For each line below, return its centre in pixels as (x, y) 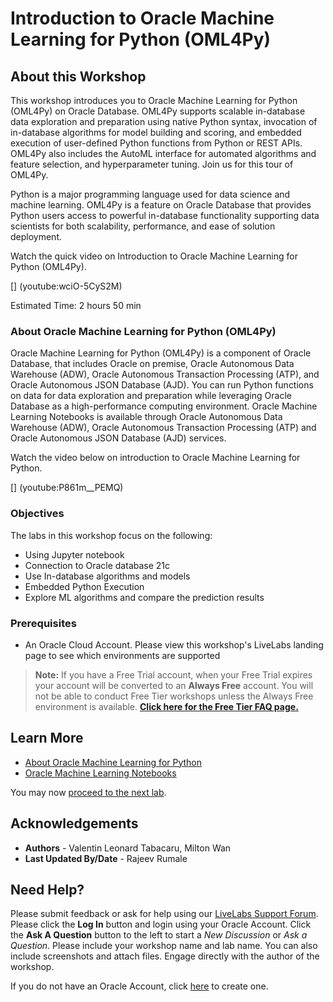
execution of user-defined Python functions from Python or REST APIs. (156, 143)
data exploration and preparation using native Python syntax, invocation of (164, 121)
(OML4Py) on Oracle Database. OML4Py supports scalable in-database (158, 111)
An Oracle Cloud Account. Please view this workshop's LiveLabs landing (174, 644)
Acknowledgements (74, 823)
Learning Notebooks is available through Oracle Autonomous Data (146, 417)
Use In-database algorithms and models (107, 576)
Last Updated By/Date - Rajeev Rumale (106, 858)
